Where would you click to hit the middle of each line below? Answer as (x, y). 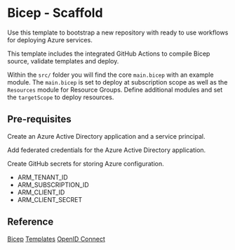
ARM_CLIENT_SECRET (50, 199)
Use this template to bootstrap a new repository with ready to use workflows (118, 32)
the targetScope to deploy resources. (61, 97)
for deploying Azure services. (50, 39)
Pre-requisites (39, 119)
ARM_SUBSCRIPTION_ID (53, 185)
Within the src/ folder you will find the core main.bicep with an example (110, 75)
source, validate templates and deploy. (63, 61)
